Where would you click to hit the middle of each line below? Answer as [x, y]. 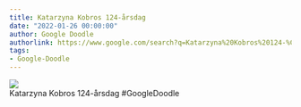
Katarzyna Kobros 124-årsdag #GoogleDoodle [95, 93]
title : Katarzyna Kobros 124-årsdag [77, 17]
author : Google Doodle [52, 34]
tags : [19, 51]
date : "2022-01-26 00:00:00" [64, 26]
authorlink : [31, 42]
